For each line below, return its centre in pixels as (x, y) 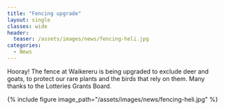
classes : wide (28, 26)
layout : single (29, 20)
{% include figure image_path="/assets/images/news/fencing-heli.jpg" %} (112, 99)
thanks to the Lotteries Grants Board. (60, 86)
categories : (24, 45)
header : (18, 33)
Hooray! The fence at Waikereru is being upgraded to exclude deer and (108, 71)
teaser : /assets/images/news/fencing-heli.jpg (81, 39)
